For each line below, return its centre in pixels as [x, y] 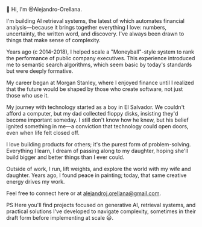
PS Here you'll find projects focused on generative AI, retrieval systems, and [101, 205]
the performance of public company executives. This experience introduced [101, 58]
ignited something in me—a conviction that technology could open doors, [97, 126]
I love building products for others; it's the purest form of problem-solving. [99, 144]
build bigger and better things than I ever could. [65, 157]
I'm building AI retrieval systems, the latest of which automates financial [96, 21]
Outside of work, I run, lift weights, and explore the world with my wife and [99, 169]
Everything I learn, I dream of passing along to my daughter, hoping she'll [97, 151]
